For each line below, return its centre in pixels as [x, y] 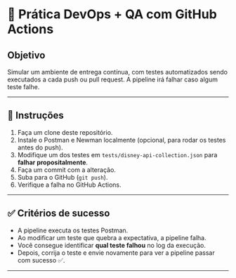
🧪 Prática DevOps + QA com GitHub [112, 14]
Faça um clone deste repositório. [65, 132]
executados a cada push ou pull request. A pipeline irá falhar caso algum [112, 79]
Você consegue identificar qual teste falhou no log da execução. [111, 245]
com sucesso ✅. [41, 260]
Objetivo [26, 55]
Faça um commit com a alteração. [66, 170]
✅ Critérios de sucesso [59, 213]
